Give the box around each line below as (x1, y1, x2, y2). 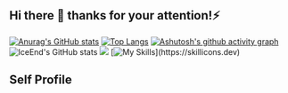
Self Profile (9, 73, 73, 88)
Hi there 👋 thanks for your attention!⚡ (9, 8, 220, 23)
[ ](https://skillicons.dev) (110, 46, 241, 57)
